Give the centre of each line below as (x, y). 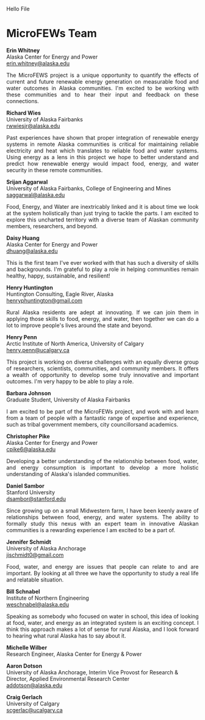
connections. (23, 101)
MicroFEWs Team (52, 34)
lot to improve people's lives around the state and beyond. (79, 325)
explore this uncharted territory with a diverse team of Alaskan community (103, 220)
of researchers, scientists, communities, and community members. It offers (103, 368)
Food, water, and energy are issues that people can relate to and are (103, 566)
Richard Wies (24, 113)
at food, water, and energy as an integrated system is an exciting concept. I (103, 622)
